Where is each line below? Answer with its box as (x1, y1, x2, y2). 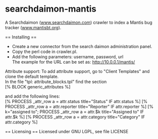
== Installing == (5, 34, 37, 40)
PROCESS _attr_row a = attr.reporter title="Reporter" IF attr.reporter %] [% (5, 104, 154, 109)
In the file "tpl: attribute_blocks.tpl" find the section (5, 79, 107, 85)
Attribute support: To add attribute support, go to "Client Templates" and (5, 68, 150, 74)
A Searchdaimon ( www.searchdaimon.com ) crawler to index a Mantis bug (5, 19, 153, 25)
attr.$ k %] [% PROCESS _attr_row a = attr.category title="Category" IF (5, 114, 145, 120)
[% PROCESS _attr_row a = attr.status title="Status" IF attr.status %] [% (5, 98, 148, 104)
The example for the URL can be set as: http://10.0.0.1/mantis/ (12, 59, 135, 65)
